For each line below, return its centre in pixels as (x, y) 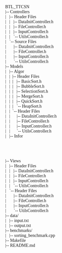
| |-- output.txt (18, 226)
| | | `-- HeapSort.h (24, 106)
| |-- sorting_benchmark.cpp (30, 236)
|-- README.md (20, 246)
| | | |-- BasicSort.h (23, 82)
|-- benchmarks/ (19, 231)
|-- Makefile (16, 241)
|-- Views (13, 161)
